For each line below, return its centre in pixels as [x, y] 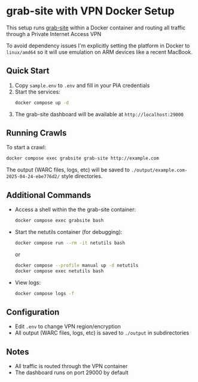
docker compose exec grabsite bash [59, 221]
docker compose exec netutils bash [59, 271]
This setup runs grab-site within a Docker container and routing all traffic [96, 28]
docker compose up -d [42, 103]
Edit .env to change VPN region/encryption [68, 327]
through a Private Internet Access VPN [54, 34]
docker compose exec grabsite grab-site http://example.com [83, 158]
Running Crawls [36, 133]
